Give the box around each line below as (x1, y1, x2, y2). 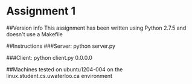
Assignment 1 (6, 4, 76, 18)
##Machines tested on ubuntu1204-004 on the (6, 65, 123, 73)
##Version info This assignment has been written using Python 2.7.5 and (6, 24, 187, 31)
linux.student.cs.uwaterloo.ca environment (6, 72, 113, 79)
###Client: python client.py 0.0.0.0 (6, 54, 92, 61)
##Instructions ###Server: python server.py (6, 42, 116, 50)
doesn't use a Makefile (6, 30, 63, 37)
